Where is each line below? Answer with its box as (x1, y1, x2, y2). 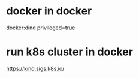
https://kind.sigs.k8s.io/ (6, 65, 65, 72)
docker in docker (6, 4, 92, 18)
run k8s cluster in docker (6, 45, 134, 59)
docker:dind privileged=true (6, 24, 75, 31)
